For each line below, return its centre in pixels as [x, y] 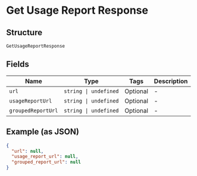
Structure [24, 33]
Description [171, 81]
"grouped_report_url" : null [46, 162]
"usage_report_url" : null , [45, 157]
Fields [18, 64]
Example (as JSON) [43, 132]
